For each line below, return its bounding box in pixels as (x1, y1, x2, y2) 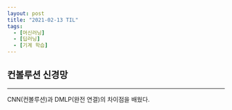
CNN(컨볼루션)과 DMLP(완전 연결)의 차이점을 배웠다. (7, 95, 151, 103)
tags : (7, 23, 23, 30)
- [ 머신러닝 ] (13, 29, 45, 36)
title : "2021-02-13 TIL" (7, 16, 79, 23)
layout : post (7, 10, 45, 17)
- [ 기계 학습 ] (13, 42, 48, 49)
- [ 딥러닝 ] (13, 36, 40, 43)
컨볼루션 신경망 (7, 69, 68, 81)
